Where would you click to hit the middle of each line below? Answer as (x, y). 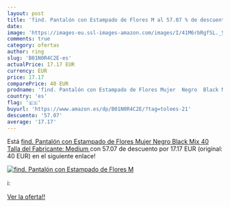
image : (16, 33)
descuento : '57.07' (35, 115)
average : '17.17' (32, 122)
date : (15, 26)
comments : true (29, 39)
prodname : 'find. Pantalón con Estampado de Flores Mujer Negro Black (113, 90)
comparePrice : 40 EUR (38, 84)
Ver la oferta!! (26, 197)
